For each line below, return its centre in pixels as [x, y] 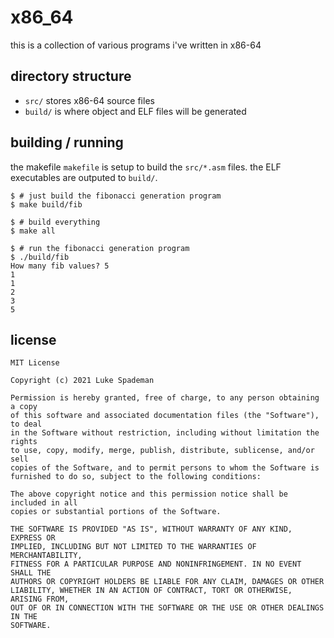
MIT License [35, 363]
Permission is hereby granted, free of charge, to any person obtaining [165, 398]
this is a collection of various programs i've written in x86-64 [136, 45]
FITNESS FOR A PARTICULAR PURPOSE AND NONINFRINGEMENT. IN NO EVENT [156, 564]
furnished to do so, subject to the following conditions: [136, 477]
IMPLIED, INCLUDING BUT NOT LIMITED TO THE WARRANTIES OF [133, 547]
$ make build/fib [46, 204]
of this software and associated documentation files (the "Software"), [165, 416]
